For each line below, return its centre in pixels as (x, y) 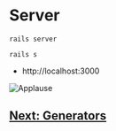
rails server (33, 39)
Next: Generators (58, 116)
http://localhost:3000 (61, 71)
